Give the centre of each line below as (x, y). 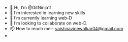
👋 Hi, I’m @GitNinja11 (31, 8)
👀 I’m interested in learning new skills (47, 13)
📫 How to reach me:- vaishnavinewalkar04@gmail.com (66, 29)
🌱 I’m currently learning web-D (41, 18)
